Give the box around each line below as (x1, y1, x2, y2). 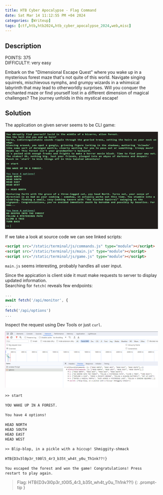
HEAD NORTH (5, 423, 27, 427)
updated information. (5, 277, 47, 283)
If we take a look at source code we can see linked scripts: (5, 234, 122, 240)
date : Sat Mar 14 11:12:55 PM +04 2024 (5, 13, 86, 18)
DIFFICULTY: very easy (5, 60, 51, 66)
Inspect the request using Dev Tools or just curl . (5, 322, 102, 328)
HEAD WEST (5, 437, 25, 442)
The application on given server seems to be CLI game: (5, 122, 115, 128)
